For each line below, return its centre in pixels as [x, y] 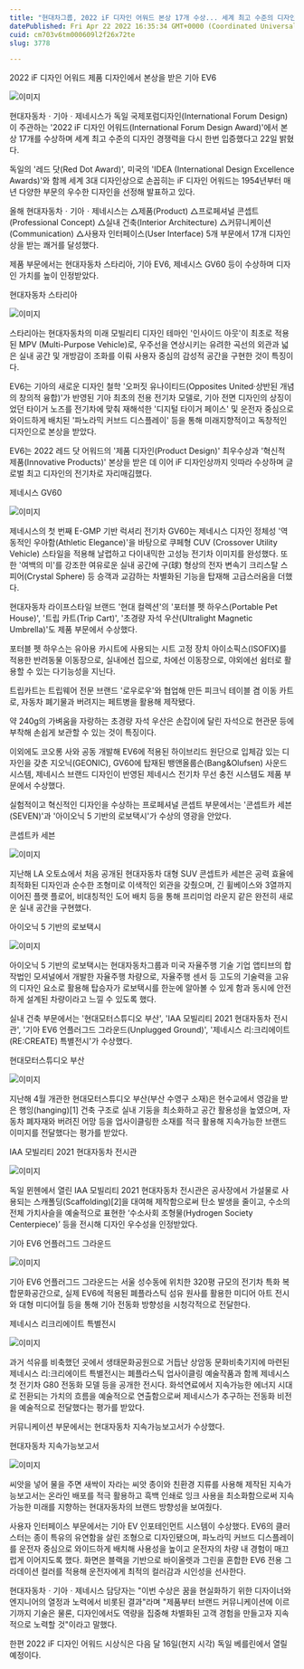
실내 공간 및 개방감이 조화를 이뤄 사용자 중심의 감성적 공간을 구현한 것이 [144, 356]
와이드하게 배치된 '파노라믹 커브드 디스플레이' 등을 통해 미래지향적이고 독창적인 [148, 421]
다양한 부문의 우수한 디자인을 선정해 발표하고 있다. [107, 192]
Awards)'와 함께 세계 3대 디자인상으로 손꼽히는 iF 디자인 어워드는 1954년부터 [146, 181]
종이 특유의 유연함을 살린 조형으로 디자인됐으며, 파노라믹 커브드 [144, 1538]
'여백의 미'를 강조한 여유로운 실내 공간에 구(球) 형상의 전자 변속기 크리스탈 [148, 565]
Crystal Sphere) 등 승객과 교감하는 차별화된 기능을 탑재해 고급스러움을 [151, 576]
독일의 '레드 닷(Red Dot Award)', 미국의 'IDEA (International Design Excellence [152, 169]
